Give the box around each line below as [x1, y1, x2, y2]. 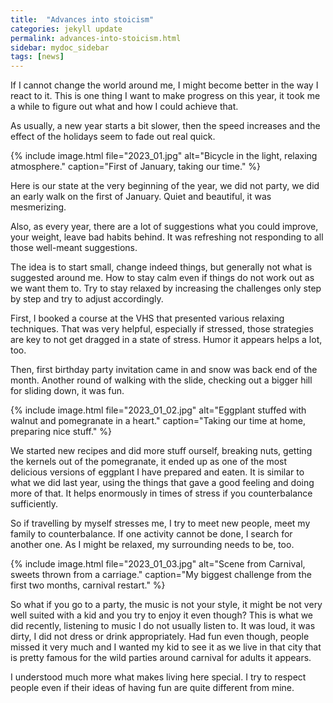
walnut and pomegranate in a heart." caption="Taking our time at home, [10, 415, 306, 427]
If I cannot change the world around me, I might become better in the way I [10, 79, 319, 91]
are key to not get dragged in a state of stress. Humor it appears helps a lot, [10, 334, 323, 346]
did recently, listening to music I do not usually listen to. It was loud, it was [10, 620, 316, 632]
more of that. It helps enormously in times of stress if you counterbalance [10, 487, 313, 500]
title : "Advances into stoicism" [10, 14, 155, 25]
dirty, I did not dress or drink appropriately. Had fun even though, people [10, 631, 310, 643]
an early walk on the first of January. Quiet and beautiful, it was [10, 191, 272, 203]
